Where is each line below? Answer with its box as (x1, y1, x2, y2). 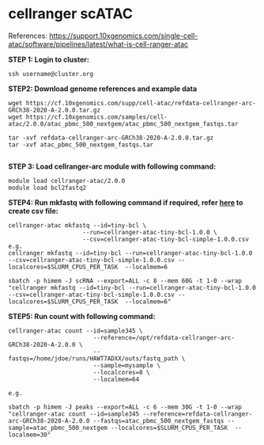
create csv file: (8, 206, 58, 215)
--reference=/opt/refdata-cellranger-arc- (92, 333, 236, 341)
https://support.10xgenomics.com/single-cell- (48, 31, 198, 40)
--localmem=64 (92, 375, 140, 383)
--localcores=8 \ (92, 368, 150, 376)
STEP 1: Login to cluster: (8, 55, 89, 64)
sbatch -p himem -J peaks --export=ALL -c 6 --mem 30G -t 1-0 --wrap (8, 403, 243, 411)
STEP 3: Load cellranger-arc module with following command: (8, 162, 217, 171)
